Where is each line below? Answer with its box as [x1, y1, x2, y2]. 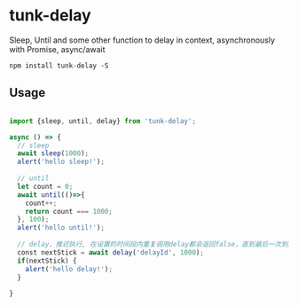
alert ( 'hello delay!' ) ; [25, 264, 114, 273]
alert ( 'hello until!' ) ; [17, 224, 105, 232]
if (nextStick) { [17, 256, 77, 265]
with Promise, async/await [9, 43, 106, 54]
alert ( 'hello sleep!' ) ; [17, 157, 105, 167]
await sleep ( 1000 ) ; [17, 149, 90, 158]
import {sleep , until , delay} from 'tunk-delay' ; [9, 116, 197, 125]
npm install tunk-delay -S [9, 61, 109, 70]
